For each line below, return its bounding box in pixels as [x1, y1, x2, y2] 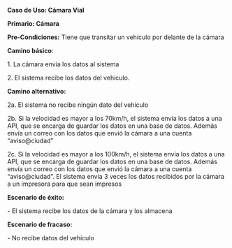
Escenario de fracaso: [7, 220, 73, 228]
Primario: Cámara [7, 20, 59, 27]
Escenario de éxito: [7, 194, 64, 201]
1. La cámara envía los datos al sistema [7, 60, 119, 68]
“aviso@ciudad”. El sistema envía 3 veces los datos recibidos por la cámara [7, 173, 225, 180]
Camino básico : [7, 47, 54, 54]
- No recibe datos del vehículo [7, 234, 94, 242]
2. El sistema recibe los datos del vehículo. [7, 73, 130, 82]
